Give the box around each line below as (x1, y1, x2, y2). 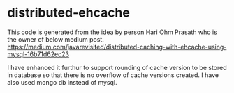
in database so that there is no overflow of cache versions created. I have (7, 71, 219, 79)
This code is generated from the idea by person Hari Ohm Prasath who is (7, 28, 218, 36)
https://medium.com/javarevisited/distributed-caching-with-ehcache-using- (7, 42, 227, 51)
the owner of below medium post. (7, 35, 105, 43)
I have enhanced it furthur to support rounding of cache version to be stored (7, 63, 227, 71)
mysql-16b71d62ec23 (7, 50, 70, 58)
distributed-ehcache (7, 5, 131, 21)
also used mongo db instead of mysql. (7, 78, 117, 86)
